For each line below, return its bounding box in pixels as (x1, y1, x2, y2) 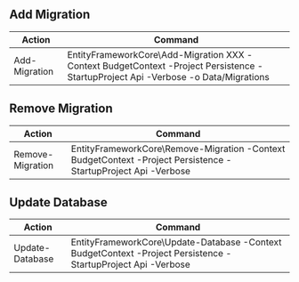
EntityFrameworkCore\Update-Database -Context (70, 236, 282, 248)
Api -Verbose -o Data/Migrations (129, 70, 270, 83)
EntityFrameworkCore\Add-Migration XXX (67, 48, 245, 60)
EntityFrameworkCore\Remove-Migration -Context (70, 142, 286, 155)
